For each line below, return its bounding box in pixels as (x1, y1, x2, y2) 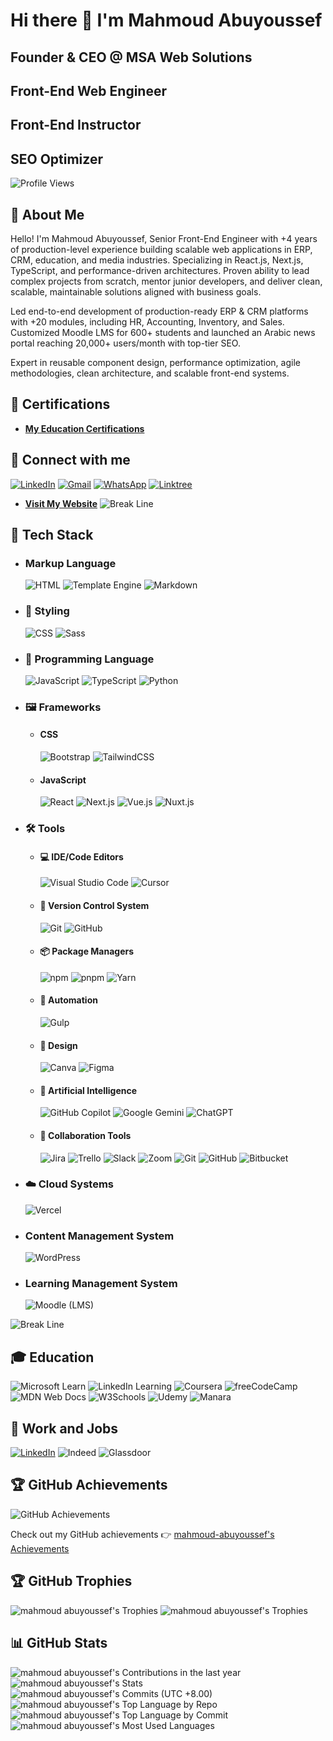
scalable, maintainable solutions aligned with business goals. (10, 285, 262, 298)
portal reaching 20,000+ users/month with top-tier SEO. (10, 337, 241, 349)
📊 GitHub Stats (10, 1635, 108, 1652)
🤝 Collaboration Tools (39, 1129, 132, 1141)
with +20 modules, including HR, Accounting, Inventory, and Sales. (10, 315, 285, 328)
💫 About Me (10, 206, 85, 223)
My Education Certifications (24, 422, 145, 434)
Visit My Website (24, 497, 98, 509)
